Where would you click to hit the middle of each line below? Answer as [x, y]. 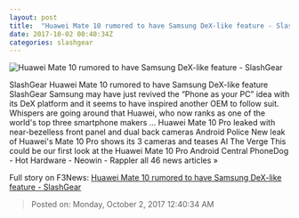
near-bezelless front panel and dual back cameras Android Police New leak [148, 132]
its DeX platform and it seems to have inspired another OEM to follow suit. [144, 104]
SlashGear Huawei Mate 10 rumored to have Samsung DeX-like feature [139, 85]
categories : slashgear [51, 42]
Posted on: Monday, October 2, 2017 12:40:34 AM [122, 205]
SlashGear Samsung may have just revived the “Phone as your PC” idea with [149, 94]
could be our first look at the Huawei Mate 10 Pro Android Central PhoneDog [149, 151]
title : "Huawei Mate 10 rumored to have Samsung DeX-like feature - [141, 26]
